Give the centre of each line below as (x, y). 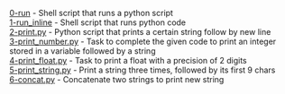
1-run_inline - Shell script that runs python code (98, 22)
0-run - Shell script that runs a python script (92, 13)
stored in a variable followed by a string (83, 51)
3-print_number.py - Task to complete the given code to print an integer (143, 41)
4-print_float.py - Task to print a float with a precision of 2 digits (129, 60)
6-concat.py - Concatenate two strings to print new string (117, 79)
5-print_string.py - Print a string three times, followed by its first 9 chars (142, 70)
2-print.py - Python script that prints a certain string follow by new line (140, 32)
